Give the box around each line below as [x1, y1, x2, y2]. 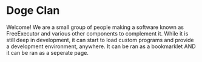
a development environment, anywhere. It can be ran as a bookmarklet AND [6, 43, 196, 50]
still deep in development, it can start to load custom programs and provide [6, 36, 194, 43]
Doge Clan [6, 4, 60, 17]
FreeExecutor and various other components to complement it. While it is [6, 29, 189, 37]
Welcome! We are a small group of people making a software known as [6, 23, 184, 31]
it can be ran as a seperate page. [6, 49, 89, 56]
